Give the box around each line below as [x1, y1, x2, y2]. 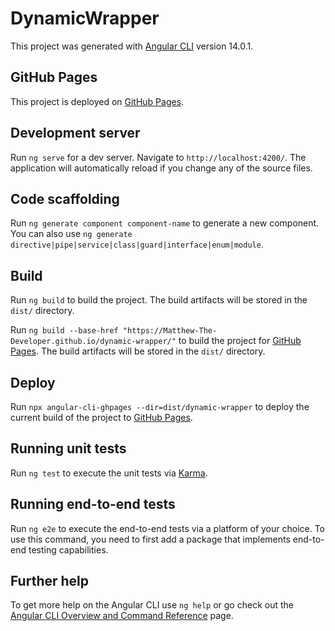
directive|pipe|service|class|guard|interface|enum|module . [10, 238, 264, 251]
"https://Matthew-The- [122, 326, 218, 336]
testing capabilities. [28, 543, 109, 556]
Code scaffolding [10, 190, 120, 207]
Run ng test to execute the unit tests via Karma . [10, 467, 208, 479]
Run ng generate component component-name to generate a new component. [10, 217, 320, 229]
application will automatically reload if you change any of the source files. [10, 162, 313, 174]
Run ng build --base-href [10, 324, 119, 336]
